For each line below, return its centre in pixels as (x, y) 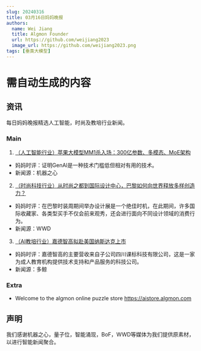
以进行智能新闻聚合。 (33, 342)
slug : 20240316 (25, 12)
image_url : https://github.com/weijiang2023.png (74, 46)
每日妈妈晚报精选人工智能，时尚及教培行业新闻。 (67, 122)
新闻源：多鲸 (31, 270)
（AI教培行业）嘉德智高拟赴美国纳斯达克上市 (71, 241)
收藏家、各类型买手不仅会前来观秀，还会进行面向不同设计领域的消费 (105, 213)
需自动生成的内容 (49, 83)
